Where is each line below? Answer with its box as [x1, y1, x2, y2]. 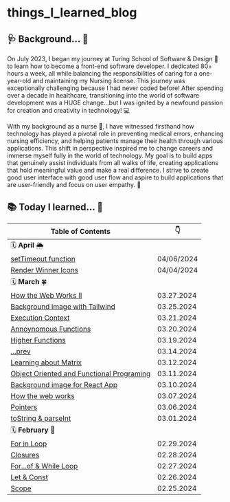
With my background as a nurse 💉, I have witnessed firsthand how [7, 122, 194, 130]
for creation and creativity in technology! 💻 [7, 107, 130, 114]
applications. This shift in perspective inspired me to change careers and [7, 144, 214, 152]
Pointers [10, 402, 38, 412]
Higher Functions [10, 335, 67, 345]
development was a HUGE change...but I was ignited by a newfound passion [7, 98, 223, 107]
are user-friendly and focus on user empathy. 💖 [7, 181, 141, 188]
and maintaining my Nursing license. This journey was [32, 77, 185, 85]
